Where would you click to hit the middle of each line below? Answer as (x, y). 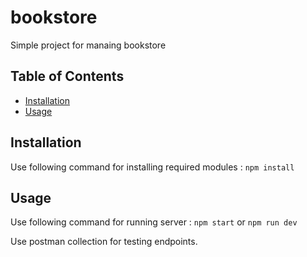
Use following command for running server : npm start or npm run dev (154, 222)
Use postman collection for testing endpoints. (104, 242)
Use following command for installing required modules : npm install (152, 167)
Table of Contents (67, 76)
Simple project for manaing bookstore (88, 45)
